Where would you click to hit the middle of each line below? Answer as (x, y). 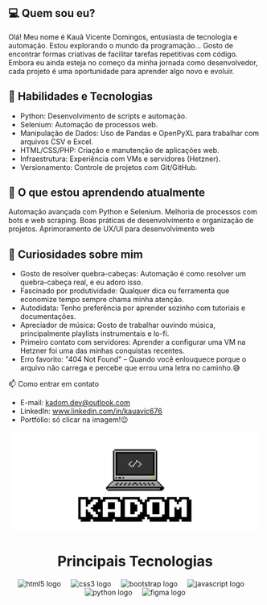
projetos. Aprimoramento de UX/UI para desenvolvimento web (111, 229)
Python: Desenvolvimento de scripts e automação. (103, 116)
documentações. (48, 317)
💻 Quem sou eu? (52, 13)
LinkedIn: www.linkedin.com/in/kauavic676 (91, 411)
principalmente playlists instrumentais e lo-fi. (94, 334)
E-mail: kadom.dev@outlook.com (75, 403)
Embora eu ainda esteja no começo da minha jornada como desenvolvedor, (133, 62)
